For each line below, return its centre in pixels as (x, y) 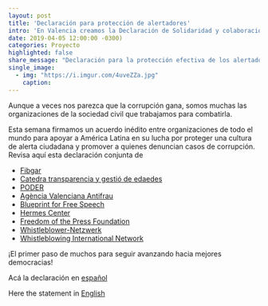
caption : (37, 82)
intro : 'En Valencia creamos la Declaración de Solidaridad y (114, 30)
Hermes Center (45, 213)
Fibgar (30, 170)
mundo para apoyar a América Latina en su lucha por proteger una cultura (130, 137)
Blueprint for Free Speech (62, 204)
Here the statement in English (57, 293)
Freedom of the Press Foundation (75, 221)
